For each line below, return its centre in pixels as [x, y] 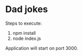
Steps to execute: [24, 23]
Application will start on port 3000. [42, 48]
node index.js [27, 38]
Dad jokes [27, 9]
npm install [24, 33]
